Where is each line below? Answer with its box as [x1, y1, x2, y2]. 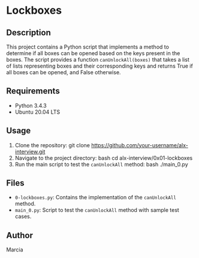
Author [6, 230, 33, 240]
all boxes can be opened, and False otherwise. [6, 69, 121, 75]
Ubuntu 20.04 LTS [14, 108, 61, 116]
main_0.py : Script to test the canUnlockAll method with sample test [14, 207, 180, 214]
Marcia [6, 246, 23, 253]
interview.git [14, 148, 46, 155]
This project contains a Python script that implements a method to [6, 43, 170, 50]
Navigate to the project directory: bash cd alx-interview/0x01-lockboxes [14, 154, 193, 162]
